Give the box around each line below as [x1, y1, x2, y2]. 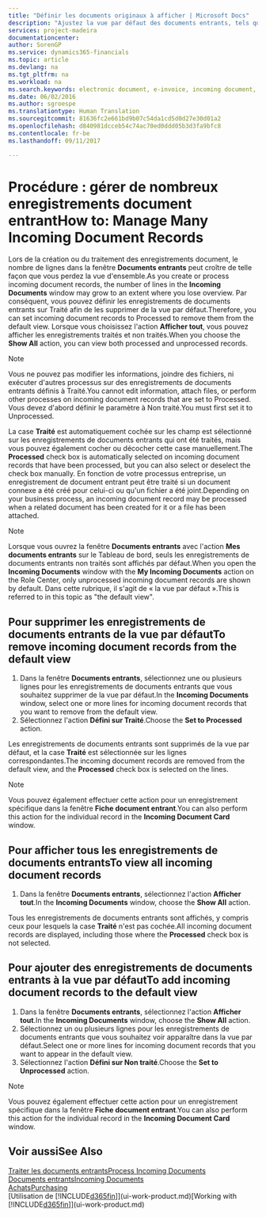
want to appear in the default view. [19, 1049, 133, 1059]
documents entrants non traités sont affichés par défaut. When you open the [8, 559, 256, 568]
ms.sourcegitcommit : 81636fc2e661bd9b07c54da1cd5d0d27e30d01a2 [8, 115, 222, 123]
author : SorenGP [8, 41, 62, 49]
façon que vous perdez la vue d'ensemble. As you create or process [8, 271, 230, 281]
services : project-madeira [8, 26, 97, 34]
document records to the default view [8, 986, 198, 999]
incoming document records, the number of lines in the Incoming [8, 280, 222, 289]
